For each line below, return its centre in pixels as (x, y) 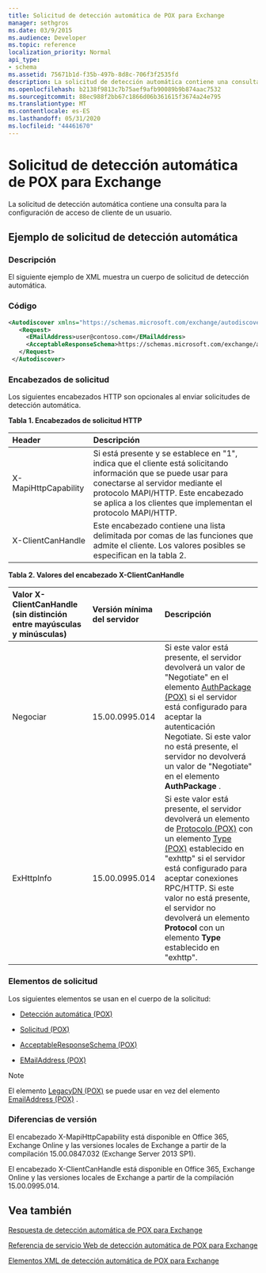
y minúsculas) (40, 635)
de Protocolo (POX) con (209, 829)
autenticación (190, 727)
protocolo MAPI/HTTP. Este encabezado (168, 494)
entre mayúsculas (47, 624)
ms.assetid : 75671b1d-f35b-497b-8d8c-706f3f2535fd (93, 74)
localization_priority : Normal (60, 52)
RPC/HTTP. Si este (199, 888)
